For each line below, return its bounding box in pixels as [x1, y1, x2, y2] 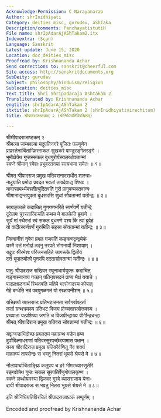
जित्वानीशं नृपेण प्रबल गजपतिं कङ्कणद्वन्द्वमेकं [6, 235, 87, 243]
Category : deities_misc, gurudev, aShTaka [6, 19, 111, 25]
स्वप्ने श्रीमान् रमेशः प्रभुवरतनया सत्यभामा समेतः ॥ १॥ [6, 160, 101, 168]
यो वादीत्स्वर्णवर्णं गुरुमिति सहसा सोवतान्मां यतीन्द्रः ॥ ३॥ [6, 224, 107, 231]
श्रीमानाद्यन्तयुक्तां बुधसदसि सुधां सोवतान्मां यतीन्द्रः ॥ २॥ [6, 192, 107, 199]
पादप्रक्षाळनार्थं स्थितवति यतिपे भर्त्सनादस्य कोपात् [6, 280, 93, 287]
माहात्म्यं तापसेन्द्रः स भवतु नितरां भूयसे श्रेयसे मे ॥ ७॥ [6, 350, 101, 357]
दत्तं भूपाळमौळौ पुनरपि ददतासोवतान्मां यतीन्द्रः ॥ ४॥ [6, 256, 98, 263]
